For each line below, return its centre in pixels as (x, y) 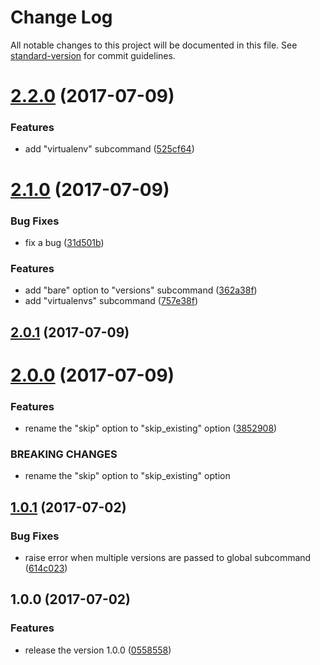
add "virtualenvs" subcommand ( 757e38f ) (111, 301)
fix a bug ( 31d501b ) (64, 242)
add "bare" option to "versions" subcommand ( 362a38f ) (141, 290)
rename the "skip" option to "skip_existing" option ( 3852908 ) (151, 428)
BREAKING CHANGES (64, 454)
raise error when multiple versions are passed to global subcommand (168, 558)
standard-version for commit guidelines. (93, 55)
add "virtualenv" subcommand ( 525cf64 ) (109, 149)
